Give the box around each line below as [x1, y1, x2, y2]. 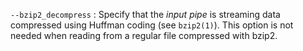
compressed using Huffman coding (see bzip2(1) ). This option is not [10, 19, 294, 31]
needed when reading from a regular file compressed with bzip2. [10, 30, 278, 41]
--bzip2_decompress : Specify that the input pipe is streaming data [10, 9, 281, 20]
